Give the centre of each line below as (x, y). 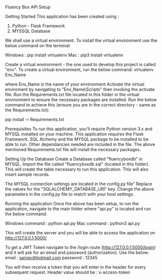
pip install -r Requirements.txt (35, 119)
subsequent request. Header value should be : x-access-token (68, 272)
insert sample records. (27, 174)
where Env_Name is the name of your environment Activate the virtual (75, 84)
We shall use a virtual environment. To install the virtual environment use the (81, 40)
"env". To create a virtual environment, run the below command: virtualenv (79, 70)
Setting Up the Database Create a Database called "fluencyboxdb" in (74, 159)
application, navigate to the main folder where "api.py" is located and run (78, 209)
